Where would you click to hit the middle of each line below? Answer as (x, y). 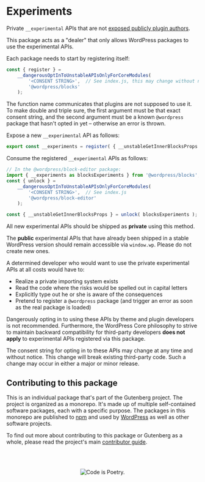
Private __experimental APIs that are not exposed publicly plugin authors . (98, 28)
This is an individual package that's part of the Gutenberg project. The (95, 398)
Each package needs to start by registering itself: (68, 58)
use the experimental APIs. (40, 46)
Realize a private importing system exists (67, 281)
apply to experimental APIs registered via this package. (76, 339)
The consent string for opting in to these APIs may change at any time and (100, 350)
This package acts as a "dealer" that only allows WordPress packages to (98, 40)
